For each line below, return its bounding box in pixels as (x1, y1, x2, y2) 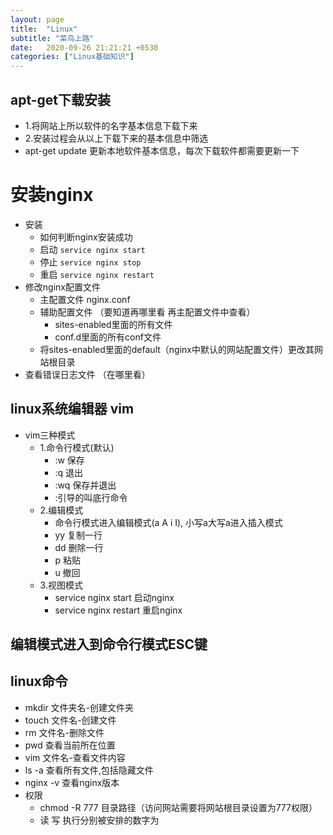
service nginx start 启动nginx (54, 591, 175, 603)
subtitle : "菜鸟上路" (10, 33, 95, 43)
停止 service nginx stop (39, 256, 142, 268)
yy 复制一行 (54, 529, 103, 541)
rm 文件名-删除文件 (24, 726, 105, 738)
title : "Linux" (10, 24, 78, 34)
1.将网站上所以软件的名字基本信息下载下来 (24, 119, 198, 131)
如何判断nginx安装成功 (39, 231, 133, 243)
